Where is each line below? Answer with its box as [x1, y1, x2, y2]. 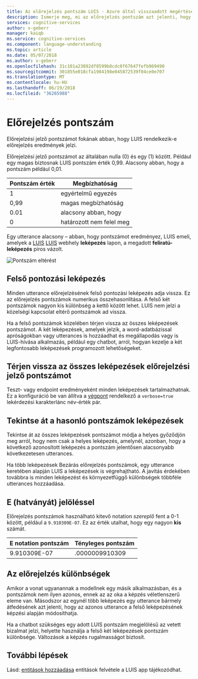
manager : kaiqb [6, 31, 44, 36]
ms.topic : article [6, 47, 52, 53]
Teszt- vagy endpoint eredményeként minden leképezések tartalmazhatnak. [6, 386, 191, 394]
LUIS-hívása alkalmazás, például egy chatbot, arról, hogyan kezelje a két [6, 338, 183, 345]
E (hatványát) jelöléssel [6, 497, 95, 507]
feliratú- [152, 239, 173, 246]
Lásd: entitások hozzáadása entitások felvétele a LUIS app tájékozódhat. [6, 666, 182, 673]
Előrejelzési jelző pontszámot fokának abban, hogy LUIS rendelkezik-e [6, 135, 177, 142]
